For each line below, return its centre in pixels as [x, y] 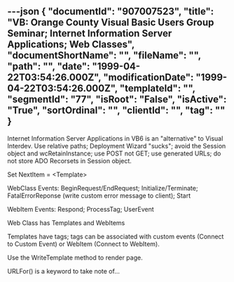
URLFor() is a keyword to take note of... [64, 271]
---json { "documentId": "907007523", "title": [111, 12]
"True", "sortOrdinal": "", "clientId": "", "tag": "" [116, 111]
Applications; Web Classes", [71, 45]
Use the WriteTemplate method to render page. [75, 257]
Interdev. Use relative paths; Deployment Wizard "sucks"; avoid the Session [117, 146]
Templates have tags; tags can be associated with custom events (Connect [116, 236]
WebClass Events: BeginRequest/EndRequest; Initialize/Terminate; [103, 188]
